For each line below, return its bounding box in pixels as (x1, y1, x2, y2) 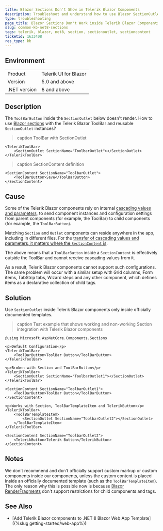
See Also (5, 502, 33, 511)
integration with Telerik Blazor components (16, 327, 103, 332)
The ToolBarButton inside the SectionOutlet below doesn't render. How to (5, 115, 153, 121)
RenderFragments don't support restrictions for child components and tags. (5, 488, 156, 494)
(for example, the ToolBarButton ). (5, 221, 72, 227)
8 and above (41, 86, 70, 93)
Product (7, 70, 26, 77)
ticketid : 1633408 (5, 34, 42, 39)
